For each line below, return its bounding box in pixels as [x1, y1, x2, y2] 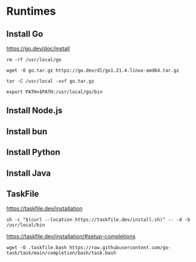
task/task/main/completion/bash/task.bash [6, 250, 116, 256]
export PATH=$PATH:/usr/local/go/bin [6, 89, 103, 95]
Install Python [6, 147, 61, 157]
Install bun [6, 126, 48, 137]
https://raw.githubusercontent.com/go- [69, 245, 171, 251]
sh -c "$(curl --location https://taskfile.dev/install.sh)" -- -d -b [6, 217, 190, 223]
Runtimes [6, 4, 56, 18]
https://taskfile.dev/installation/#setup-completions [6, 233, 136, 240]
